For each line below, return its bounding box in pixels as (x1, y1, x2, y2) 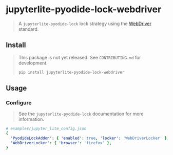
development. (18, 60, 48, 66)
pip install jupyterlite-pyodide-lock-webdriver (18, 70, 125, 75)
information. (18, 116, 44, 122)
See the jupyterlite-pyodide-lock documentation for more (18, 111, 144, 117)
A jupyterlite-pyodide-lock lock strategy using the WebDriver (18, 20, 152, 27)
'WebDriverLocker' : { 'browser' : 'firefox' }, (10, 140, 112, 145)
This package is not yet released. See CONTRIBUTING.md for (18, 54, 141, 60)
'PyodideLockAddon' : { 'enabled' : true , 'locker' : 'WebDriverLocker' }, (10, 136, 169, 141)
